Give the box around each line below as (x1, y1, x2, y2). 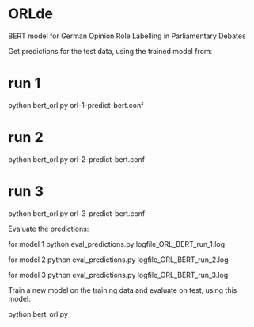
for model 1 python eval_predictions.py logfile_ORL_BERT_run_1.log (8, 239, 226, 248)
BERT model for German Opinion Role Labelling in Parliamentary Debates (8, 31, 247, 40)
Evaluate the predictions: (8, 224, 89, 233)
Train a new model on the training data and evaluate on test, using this (8, 285, 237, 294)
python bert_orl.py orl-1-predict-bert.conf (8, 100, 144, 110)
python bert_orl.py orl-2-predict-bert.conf (8, 154, 145, 163)
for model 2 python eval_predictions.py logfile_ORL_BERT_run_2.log (8, 255, 229, 264)
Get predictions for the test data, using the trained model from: (8, 46, 213, 56)
